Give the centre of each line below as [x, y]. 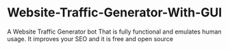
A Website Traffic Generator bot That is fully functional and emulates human [114, 32]
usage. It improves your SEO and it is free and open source [90, 38]
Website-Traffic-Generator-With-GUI [115, 13]
